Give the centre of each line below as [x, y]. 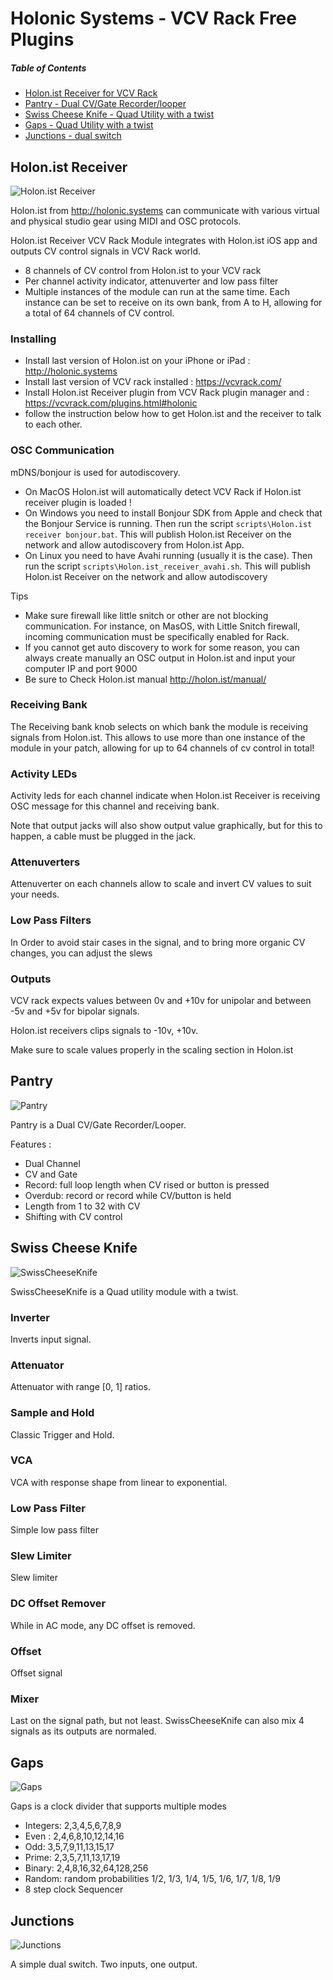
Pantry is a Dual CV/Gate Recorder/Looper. [98, 1124]
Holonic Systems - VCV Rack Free [153, 18]
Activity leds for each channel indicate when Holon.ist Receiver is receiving [165, 796]
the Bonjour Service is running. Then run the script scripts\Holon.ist [168, 523]
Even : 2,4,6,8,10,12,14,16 [74, 1836]
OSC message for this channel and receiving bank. [115, 806]
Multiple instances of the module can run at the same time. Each [157, 291]
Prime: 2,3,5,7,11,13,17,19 [72, 1858]
